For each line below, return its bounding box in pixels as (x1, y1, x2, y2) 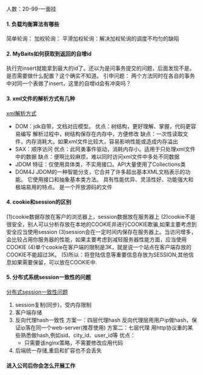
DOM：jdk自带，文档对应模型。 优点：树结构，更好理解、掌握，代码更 (15, 122, 191, 129)
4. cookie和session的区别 (6, 198, 72, 205)
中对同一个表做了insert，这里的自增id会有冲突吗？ (6, 80, 131, 87)
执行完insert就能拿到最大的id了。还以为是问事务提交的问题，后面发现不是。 (6, 64, 195, 72)
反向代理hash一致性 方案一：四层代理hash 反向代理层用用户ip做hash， (15, 317, 192, 324)
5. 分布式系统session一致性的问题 (6, 274, 91, 281)
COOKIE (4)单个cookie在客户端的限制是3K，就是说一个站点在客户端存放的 (6, 243, 192, 250)
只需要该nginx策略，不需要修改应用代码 (24, 339, 123, 346)
